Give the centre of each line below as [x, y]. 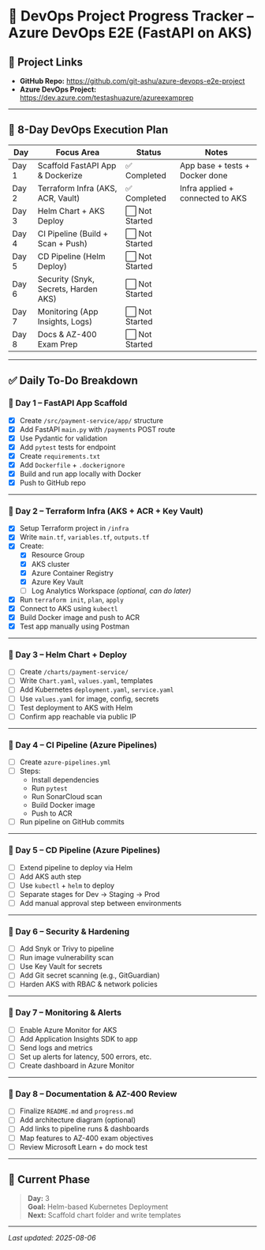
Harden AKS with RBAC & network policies [88, 984]
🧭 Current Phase [49, 1180]
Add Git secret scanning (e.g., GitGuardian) [90, 975]
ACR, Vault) [59, 198]
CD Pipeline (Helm [71, 256]
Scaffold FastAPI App [77, 165]
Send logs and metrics [56, 1047]
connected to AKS [213, 198]
